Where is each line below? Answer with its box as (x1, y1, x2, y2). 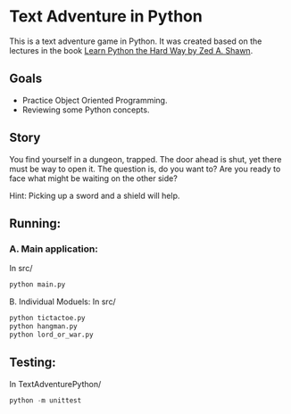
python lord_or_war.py (9, 330, 94, 339)
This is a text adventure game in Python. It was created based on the (9, 36, 262, 46)
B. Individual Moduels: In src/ (9, 296, 116, 307)
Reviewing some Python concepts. (21, 104, 150, 115)
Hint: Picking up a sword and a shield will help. (9, 190, 180, 201)
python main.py (9, 280, 66, 289)
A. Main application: (9, 243, 98, 255)
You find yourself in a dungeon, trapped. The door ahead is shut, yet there (9, 153, 282, 164)
